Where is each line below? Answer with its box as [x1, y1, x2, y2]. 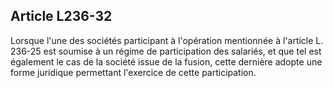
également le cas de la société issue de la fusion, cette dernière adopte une [10, 55, 323, 68]
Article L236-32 [10, 8, 113, 25]
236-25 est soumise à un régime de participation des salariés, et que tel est [10, 45, 322, 57]
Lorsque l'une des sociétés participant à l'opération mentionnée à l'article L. [10, 34, 324, 46]
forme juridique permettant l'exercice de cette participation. [10, 66, 257, 78]
